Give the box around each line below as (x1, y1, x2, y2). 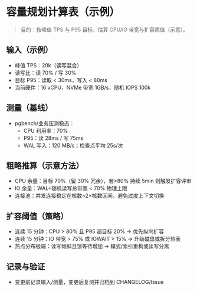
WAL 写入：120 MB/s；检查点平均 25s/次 (23, 142, 123, 149)
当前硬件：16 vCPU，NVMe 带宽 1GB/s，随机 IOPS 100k (14, 84, 151, 91)
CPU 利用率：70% (23, 127, 68, 134)
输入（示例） (6, 45, 53, 55)
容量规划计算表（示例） (6, 5, 120, 19)
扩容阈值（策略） (6, 211, 68, 221)
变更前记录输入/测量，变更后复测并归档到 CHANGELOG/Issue (14, 279, 164, 285)
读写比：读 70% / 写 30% (14, 69, 77, 76)
